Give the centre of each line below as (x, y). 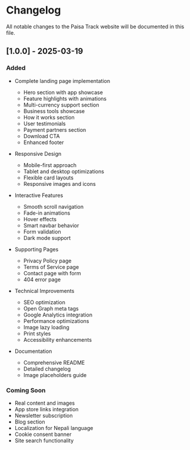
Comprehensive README (54, 362)
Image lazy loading (46, 327)
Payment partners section (55, 129)
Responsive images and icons (59, 184)
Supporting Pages (36, 249)
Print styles (37, 334)
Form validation (42, 231)
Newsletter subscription (44, 415)
